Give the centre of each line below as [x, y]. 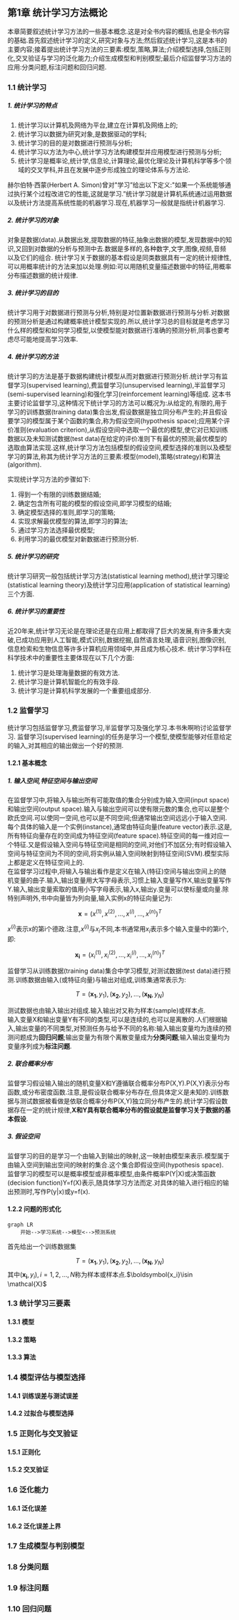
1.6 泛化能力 [28, 1490]
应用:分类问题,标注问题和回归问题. [57, 67]
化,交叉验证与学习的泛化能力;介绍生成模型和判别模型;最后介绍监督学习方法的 [119, 58]
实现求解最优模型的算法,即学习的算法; [73, 521]
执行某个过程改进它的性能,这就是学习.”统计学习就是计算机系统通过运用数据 [123, 193]
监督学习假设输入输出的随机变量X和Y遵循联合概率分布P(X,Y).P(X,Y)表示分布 [119, 1083]
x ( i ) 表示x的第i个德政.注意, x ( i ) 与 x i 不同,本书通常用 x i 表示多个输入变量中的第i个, [118, 929]
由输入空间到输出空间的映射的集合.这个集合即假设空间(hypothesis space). [116, 1165]
